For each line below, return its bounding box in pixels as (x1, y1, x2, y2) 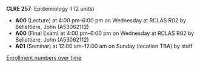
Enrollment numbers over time (6, 54, 82, 61)
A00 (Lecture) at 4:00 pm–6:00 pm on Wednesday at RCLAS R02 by (15, 17, 187, 24)
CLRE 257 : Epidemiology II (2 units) (6, 5, 95, 12)
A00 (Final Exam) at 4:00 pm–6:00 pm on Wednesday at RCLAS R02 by (15, 30, 195, 37)
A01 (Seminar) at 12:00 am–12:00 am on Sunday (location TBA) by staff (15, 42, 193, 49)
